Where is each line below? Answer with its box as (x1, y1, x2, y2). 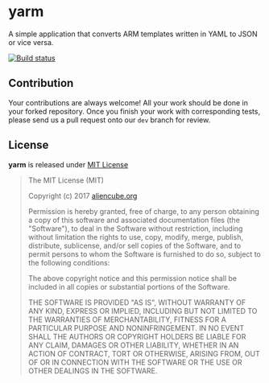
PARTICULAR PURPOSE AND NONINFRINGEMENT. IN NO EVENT (27, 323, 245, 332)
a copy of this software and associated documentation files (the (27, 215, 240, 224)
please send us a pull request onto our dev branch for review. (8, 115, 211, 125)
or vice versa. (8, 37, 54, 47)
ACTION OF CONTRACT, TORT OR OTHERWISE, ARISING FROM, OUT (27, 348, 260, 358)
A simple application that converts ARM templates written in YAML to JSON (8, 29, 258, 39)
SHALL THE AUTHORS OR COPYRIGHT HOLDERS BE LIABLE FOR (27, 332, 246, 341)
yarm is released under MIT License (8, 159, 129, 169)
